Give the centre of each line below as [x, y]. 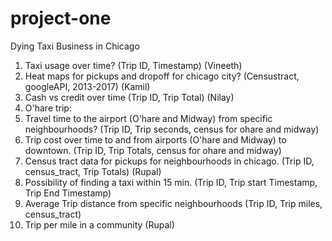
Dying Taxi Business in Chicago [75, 46]
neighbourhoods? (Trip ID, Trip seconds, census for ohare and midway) [172, 129]
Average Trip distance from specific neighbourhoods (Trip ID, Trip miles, [173, 203]
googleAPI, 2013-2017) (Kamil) [87, 86]
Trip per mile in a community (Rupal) [99, 224]
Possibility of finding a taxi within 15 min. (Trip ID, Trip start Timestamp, [171, 182]
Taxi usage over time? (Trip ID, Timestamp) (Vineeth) [133, 65]
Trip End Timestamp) [68, 193]
